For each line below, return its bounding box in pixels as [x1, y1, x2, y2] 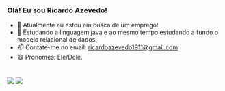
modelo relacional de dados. [16, 36, 98, 44]
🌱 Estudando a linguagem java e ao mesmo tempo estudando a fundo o [16, 28, 219, 36]
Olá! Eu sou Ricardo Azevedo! [7, 5, 107, 15]
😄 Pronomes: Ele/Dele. [16, 53, 83, 62]
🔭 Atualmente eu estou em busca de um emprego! [16, 21, 159, 29]
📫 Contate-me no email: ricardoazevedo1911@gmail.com [16, 43, 178, 51]
